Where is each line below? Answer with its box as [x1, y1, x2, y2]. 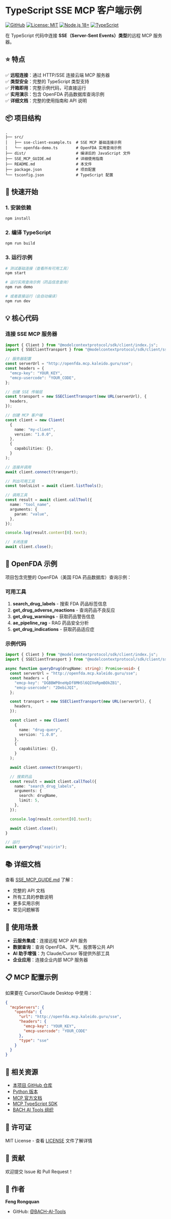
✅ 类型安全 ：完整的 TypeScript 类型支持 [5, 78, 90, 84]
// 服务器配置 [5, 356, 32, 361]
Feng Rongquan [5, 1199, 40, 1205]
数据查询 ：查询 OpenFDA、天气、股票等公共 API [12, 944, 115, 950]
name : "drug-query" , [18, 727, 63, 733]
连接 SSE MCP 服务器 [5, 330, 58, 337]
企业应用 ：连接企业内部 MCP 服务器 [12, 957, 88, 963]
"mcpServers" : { [10, 1005, 44, 1010]
